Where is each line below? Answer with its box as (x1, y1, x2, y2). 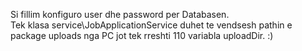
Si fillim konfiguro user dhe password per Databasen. (10, 9, 230, 20)
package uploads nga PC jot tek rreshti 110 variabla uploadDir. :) (10, 30, 274, 41)
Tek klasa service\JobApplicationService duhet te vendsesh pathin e (10, 19, 293, 31)
